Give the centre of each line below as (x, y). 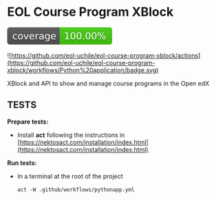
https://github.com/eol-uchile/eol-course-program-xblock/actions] (106, 55)
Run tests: (22, 163)
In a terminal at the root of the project (70, 176)
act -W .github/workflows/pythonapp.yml (76, 190)
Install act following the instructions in (71, 135)
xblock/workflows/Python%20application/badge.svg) (83, 70)
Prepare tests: (28, 122)
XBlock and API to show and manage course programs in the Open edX (108, 83)
